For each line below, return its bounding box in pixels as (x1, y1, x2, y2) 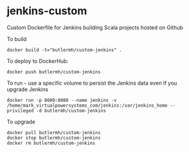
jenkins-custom (7, 4, 87, 18)
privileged (7, 107, 34, 114)
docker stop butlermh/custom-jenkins (7, 135, 101, 141)
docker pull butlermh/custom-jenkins (7, 129, 101, 135)
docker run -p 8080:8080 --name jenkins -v (7, 97, 117, 103)
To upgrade (7, 118, 35, 125)
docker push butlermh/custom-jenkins (7, 69, 101, 75)
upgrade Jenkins (7, 85, 48, 93)
